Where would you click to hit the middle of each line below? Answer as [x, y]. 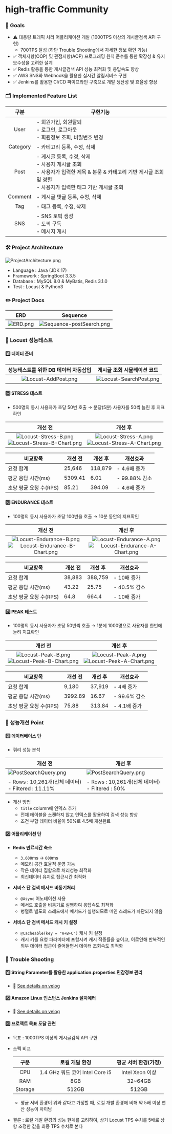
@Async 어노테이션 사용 [43, 898]
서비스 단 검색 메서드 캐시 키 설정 [45, 922]
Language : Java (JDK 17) [40, 270]
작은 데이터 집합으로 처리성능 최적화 [56, 870]
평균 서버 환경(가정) [139, 1062]
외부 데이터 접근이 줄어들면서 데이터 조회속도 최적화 [72, 946]
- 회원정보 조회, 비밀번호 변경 [70, 137]
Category [20, 146]
